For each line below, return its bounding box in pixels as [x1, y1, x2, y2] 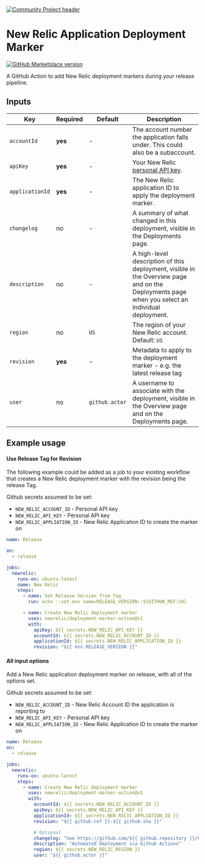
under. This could [132, 140, 183, 149]
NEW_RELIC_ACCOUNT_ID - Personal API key [15, 506, 118, 513]
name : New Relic [17, 582, 59, 588]
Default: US [132, 336, 163, 344]
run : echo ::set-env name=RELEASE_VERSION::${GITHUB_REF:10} [28, 599, 187, 605]
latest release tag [132, 368, 182, 377]
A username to [132, 379, 175, 387]
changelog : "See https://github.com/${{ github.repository [33, 835, 187, 841]
